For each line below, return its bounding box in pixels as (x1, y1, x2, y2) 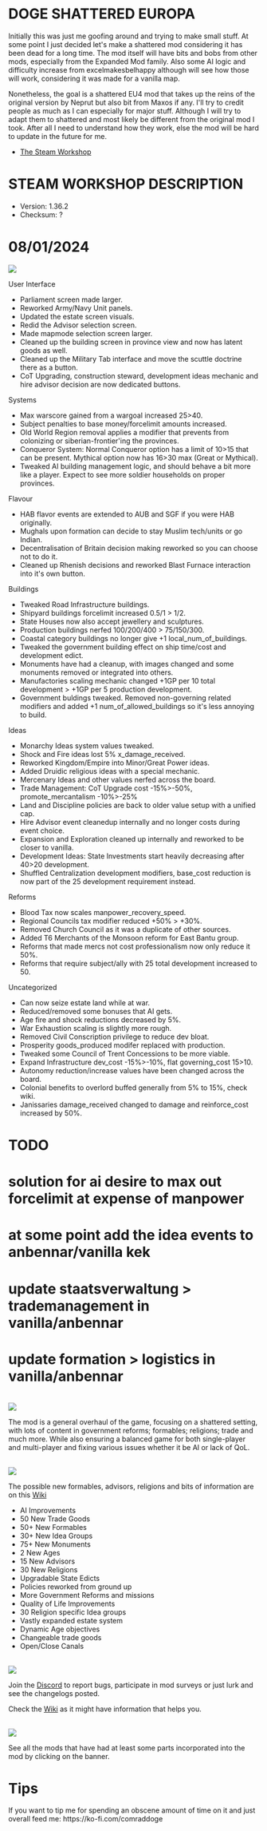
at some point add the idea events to (8, 1227, 253, 1244)
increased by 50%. (19, 1108, 82, 1118)
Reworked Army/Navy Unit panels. (19, 303, 133, 312)
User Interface (8, 279, 56, 288)
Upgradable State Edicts (19, 1573, 100, 1583)
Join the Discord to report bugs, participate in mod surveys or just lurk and (8, 1680, 253, 1690)
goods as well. (19, 345, 68, 355)
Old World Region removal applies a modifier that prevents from (19, 427, 230, 437)
